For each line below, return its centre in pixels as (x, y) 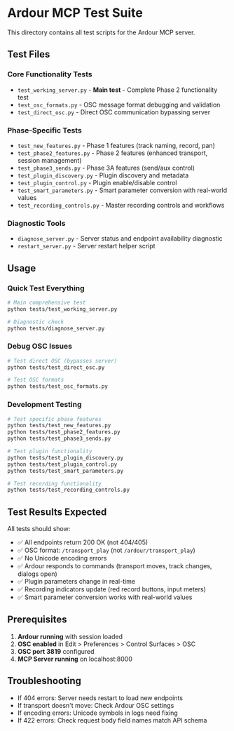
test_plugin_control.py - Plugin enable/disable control (97, 182)
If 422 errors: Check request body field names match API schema (112, 720)
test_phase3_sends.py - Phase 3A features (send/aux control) (106, 168)
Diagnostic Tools (36, 223)
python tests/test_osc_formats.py (58, 387)
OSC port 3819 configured (56, 651)
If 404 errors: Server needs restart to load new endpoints (100, 698)
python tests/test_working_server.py (62, 309)
